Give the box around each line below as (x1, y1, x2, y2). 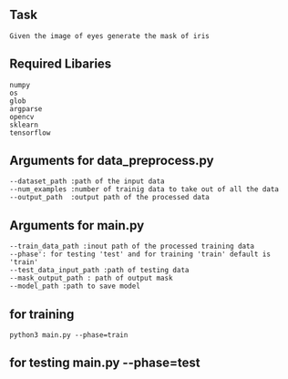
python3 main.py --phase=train (9, 331, 129, 340)
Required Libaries (9, 56, 112, 72)
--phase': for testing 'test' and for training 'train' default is (9, 250, 272, 259)
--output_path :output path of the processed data (9, 193, 210, 202)
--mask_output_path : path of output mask (9, 273, 173, 283)
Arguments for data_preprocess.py (9, 153, 214, 169)
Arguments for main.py (9, 218, 145, 233)
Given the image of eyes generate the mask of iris (9, 31, 210, 40)
